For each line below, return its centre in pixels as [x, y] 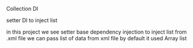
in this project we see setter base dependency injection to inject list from [96, 32]
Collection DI [22, 9]
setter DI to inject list [32, 20]
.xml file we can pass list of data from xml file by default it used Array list [96, 38]
